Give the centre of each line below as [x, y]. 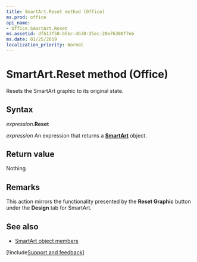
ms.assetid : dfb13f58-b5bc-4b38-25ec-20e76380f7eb [70, 34]
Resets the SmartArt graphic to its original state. [65, 91]
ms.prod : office [26, 17]
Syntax [20, 110]
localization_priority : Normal [45, 45]
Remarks [23, 187]
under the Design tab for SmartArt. [49, 208]
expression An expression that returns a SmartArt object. [76, 135]
